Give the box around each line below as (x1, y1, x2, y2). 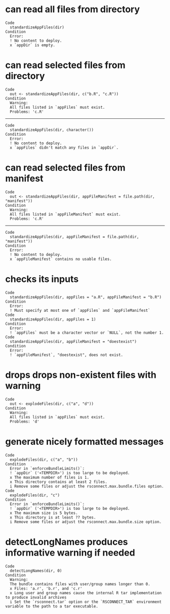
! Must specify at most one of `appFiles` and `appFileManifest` (10, 308, 151, 313)
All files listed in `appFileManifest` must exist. (10, 212, 121, 217)
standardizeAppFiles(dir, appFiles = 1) (10, 316, 96, 322)
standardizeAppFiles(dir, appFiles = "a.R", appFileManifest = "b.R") (10, 295, 162, 300)
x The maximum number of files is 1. (10, 475, 90, 480)
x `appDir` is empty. (10, 42, 56, 48)
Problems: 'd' (10, 419, 39, 424)
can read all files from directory (5, 4, 140, 15)
